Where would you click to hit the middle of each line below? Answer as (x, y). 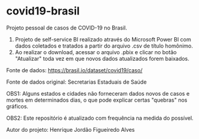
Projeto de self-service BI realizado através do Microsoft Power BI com (103, 39)
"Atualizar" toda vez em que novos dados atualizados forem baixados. (102, 58)
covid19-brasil (43, 11)
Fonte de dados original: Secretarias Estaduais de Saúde (77, 82)
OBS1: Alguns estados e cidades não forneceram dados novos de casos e (98, 93)
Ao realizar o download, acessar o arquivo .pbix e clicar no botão (96, 52)
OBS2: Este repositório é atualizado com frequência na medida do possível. (100, 118)
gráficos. (17, 106)
